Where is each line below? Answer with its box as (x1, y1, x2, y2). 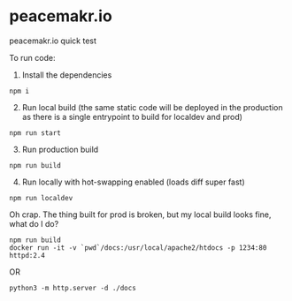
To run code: (9, 52, 56, 63)
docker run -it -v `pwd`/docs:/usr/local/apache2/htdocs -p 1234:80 (9, 243, 267, 252)
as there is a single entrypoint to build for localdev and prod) (21, 111, 243, 122)
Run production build (21, 144, 99, 154)
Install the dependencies (21, 69, 112, 80)
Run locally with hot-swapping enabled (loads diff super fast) (21, 177, 245, 187)
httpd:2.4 (9, 251, 46, 260)
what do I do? (9, 218, 59, 229)
